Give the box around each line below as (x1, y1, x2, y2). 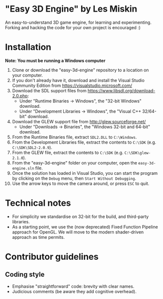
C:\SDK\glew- (124, 150, 151, 155)
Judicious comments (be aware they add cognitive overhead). (12, 288, 137, 294)
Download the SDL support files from (12, 87, 87, 93)
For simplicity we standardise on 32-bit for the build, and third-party (12, 214, 149, 219)
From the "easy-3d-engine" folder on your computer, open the (12, 160, 137, 166)
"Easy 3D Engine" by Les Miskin (5, 3, 138, 15)
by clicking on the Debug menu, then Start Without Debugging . (12, 175, 136, 181)
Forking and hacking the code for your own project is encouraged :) (5, 24, 141, 30)
